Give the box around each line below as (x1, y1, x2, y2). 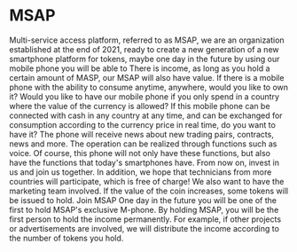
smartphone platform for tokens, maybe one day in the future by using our (9, 53, 280, 64)
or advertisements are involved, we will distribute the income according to (9, 223, 279, 233)
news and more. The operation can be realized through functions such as (9, 138, 277, 149)
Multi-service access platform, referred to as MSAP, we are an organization (9, 35, 285, 45)
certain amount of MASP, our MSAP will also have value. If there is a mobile (9, 72, 285, 83)
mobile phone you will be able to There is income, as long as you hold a (9, 63, 270, 74)
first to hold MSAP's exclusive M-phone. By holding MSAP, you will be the (9, 204, 279, 215)
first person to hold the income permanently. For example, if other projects (9, 214, 282, 224)
